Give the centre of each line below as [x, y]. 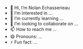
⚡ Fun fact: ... [24, 42]
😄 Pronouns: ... [26, 36]
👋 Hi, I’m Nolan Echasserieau [40, 8]
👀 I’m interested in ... [31, 13]
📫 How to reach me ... [33, 29]
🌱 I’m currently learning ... [37, 18]
